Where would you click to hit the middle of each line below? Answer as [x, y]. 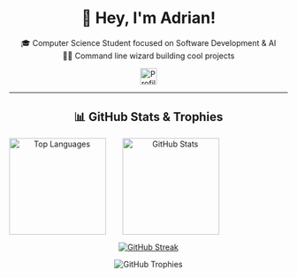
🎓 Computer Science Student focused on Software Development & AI [148, 42]
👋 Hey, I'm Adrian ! [148, 18]
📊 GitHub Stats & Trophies [148, 117]
